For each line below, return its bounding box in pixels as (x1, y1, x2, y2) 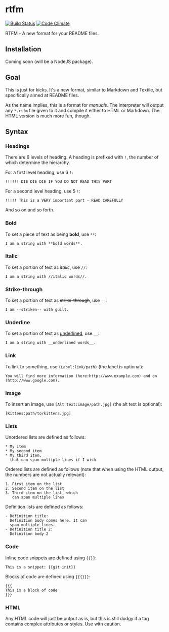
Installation (5, 45, 41, 54)
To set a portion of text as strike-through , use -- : (5, 297, 107, 303)
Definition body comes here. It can (10, 518, 87, 523)
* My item (5, 444, 26, 449)
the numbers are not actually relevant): (5, 471, 86, 478)
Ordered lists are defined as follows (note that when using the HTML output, (5, 466, 164, 472)
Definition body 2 (10, 531, 49, 536)
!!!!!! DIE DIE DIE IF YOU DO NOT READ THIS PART (5, 179, 112, 184)
